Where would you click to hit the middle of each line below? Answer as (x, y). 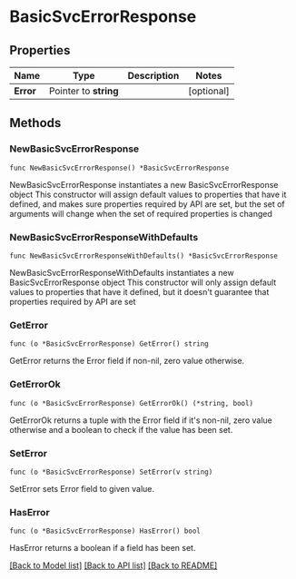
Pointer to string (84, 91)
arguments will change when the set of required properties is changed (141, 213)
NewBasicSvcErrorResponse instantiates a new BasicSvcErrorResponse (144, 184)
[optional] (208, 91)
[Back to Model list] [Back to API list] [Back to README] (113, 565)
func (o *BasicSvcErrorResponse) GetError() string (109, 344)
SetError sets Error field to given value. (82, 488)
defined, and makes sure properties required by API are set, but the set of (148, 204)
